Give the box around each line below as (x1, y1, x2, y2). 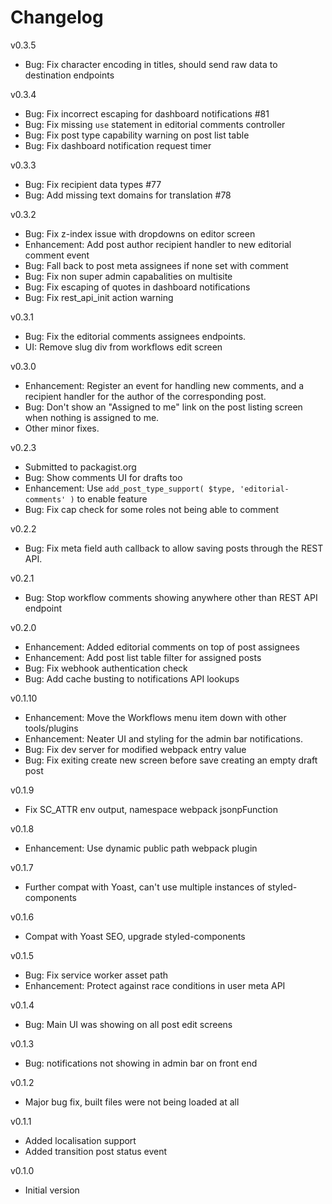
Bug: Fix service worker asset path (24, 969, 169, 981)
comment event (24, 249, 90, 261)
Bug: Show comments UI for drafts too (24, 471, 183, 483)
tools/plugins (24, 722, 79, 734)
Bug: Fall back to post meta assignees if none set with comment (24, 259, 289, 271)
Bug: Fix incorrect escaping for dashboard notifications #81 (24, 107, 270, 120)
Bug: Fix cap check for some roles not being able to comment (24, 503, 280, 515)
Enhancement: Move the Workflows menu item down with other (24, 711, 287, 723)
